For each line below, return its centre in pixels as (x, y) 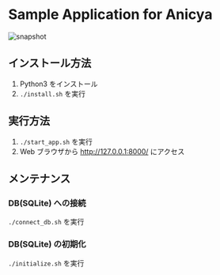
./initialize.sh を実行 (46, 263)
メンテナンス (40, 178)
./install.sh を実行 (52, 93)
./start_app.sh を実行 (56, 141)
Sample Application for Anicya (110, 15)
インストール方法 (50, 64)
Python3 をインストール (59, 84)
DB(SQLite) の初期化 (47, 244)
